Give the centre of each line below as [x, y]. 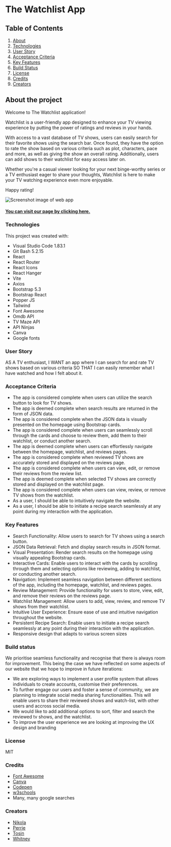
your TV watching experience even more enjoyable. [59, 180]
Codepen [22, 787]
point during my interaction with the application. [63, 511]
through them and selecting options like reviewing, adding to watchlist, [87, 569]
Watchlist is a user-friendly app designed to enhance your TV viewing [78, 122]
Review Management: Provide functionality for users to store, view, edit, [88, 590]
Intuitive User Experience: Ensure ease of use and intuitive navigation [85, 612]
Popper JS [24, 300]
